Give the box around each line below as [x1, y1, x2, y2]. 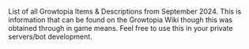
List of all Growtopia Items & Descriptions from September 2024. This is [8, 7, 242, 16]
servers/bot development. [8, 32, 92, 41]
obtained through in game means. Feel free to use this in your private [8, 24, 233, 32]
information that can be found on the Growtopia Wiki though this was [8, 15, 233, 24]
